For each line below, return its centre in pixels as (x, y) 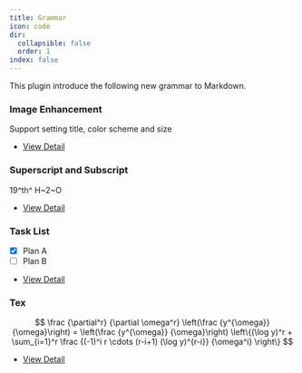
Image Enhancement (56, 109)
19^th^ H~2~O (36, 190)
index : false (34, 60)
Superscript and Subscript (69, 171)
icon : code (30, 26)
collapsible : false (54, 43)
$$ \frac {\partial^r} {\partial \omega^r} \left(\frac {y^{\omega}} (152, 322)
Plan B (34, 260)
